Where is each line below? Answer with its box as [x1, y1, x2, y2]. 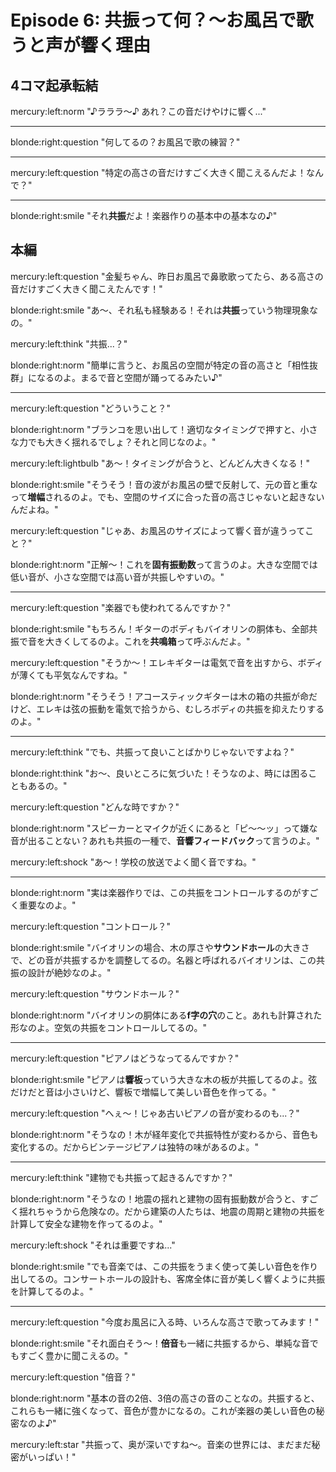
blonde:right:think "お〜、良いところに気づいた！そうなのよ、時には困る [10, 767, 309, 779]
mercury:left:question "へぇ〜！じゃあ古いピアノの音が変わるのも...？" [10, 1107, 300, 1119]
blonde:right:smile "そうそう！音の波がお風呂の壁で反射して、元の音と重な [10, 478, 318, 490]
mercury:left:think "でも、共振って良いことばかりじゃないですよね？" [10, 746, 295, 758]
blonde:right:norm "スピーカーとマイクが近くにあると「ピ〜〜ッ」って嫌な [10, 822, 318, 834]
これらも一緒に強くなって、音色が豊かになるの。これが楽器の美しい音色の [10, 1404, 317, 1416]
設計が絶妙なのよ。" [27, 966, 112, 978]
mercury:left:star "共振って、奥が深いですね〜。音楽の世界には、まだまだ [10, 1438, 312, 1450]
